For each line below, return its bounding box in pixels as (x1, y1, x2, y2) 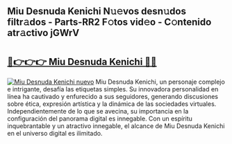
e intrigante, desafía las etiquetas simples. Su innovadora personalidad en (7, 85, 219, 93)
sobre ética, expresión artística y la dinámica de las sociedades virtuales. (7, 100, 217, 108)
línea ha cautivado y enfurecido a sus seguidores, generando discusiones (7, 93, 219, 100)
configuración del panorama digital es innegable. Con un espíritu (7, 114, 193, 123)
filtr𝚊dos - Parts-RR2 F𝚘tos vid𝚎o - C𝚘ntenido (7, 17, 212, 28)
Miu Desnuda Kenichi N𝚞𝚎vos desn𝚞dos (7, 6, 186, 17)
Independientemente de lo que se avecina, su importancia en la (7, 107, 189, 115)
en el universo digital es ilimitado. (7, 129, 103, 137)
